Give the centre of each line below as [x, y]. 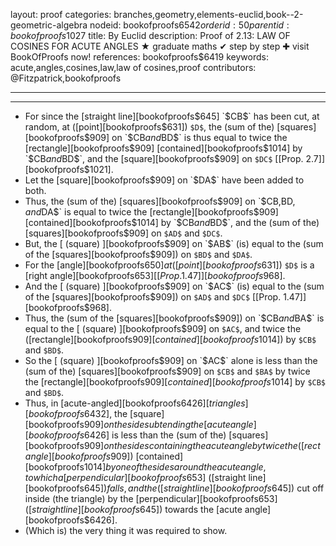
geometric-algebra [49, 25]
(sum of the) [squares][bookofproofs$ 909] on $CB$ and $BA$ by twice [167, 371]
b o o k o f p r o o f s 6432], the [78, 413]
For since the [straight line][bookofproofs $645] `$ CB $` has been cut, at [172, 116]
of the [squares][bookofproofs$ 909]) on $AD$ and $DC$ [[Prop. [153, 297]
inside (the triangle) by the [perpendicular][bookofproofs [141, 498]
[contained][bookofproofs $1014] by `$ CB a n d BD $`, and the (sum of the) [172, 222]
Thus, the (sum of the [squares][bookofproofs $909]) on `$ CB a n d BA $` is [174, 318]
